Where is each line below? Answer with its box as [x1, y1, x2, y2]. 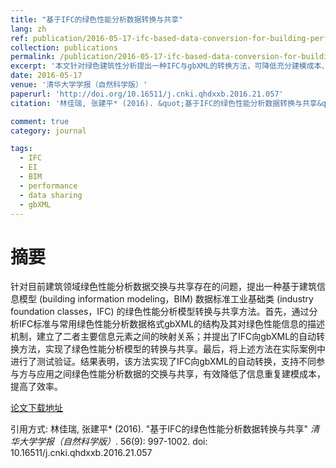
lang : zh [10, 24, 47, 34]
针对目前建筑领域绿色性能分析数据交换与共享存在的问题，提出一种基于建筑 [10, 281, 317, 293]
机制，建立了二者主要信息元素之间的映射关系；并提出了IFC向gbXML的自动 [10, 331, 317, 343]
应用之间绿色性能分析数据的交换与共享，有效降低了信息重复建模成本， [36, 368, 326, 380]
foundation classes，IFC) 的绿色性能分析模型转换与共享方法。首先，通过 [10, 306, 310, 318]
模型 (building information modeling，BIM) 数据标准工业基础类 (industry [18, 293, 314, 305]
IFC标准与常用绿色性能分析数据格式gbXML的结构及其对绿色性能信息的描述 [18, 318, 326, 330]
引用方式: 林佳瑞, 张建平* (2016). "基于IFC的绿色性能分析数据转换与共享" [10, 423, 309, 435]
